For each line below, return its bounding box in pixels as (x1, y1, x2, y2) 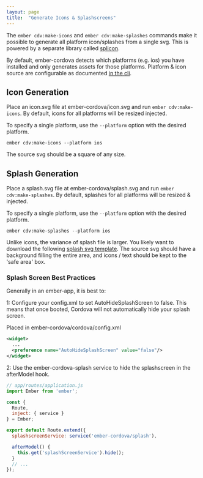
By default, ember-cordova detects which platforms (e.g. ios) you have (6, 56, 185, 64)
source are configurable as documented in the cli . (6, 69, 132, 77)
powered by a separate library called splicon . (6, 44, 120, 52)
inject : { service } (12, 411, 64, 417)
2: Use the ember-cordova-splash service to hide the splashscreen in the (6, 364, 191, 371)
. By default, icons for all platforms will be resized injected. (20, 110, 168, 117)
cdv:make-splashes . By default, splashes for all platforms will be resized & (6, 191, 191, 199)
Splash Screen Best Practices (6, 274, 96, 282)
